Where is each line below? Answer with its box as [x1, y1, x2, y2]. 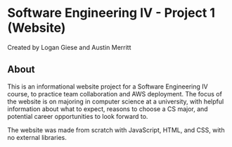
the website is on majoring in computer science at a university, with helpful [7, 97, 224, 106]
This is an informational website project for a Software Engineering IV [7, 82, 209, 91]
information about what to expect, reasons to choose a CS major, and [7, 104, 209, 113]
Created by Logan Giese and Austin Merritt [7, 43, 131, 51]
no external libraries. [7, 133, 67, 141]
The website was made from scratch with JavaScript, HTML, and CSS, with [7, 125, 225, 134]
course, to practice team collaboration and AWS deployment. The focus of [7, 89, 223, 98]
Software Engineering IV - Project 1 [7, 5, 216, 21]
